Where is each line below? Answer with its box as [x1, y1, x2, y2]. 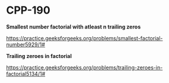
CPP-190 [6, 4, 50, 17]
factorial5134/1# [6, 70, 46, 77]
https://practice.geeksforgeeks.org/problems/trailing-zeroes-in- [6, 63, 163, 71]
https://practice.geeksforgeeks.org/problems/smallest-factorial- [6, 34, 163, 41]
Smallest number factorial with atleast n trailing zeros [6, 23, 141, 30]
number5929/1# [6, 41, 46, 48]
